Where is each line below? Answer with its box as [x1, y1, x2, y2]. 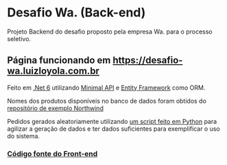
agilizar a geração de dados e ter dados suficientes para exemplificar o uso [7, 125, 221, 133]
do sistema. [7, 131, 40, 140]
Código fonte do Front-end [7, 149, 98, 158]
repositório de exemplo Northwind [7, 104, 104, 112]
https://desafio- [112, 55, 183, 66]
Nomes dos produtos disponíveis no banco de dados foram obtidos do [7, 97, 207, 105]
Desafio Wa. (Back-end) [7, 5, 146, 21]
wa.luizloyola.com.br [7, 65, 99, 77]
